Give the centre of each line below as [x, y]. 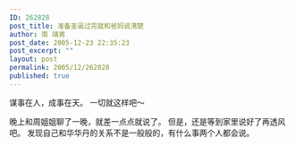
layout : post [34, 59]
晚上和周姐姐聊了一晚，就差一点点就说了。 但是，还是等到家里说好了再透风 [147, 121]
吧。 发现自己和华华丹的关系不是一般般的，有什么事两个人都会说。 [132, 133]
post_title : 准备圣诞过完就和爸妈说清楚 [77, 26]
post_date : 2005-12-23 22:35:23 [69, 43]
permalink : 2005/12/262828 [59, 68]
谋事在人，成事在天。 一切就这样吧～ [77, 102]
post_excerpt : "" [42, 51]
